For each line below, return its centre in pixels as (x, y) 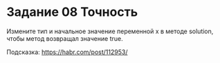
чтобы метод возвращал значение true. (65, 38)
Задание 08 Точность (72, 12)
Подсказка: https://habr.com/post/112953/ (67, 52)
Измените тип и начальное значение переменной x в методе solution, (110, 31)
